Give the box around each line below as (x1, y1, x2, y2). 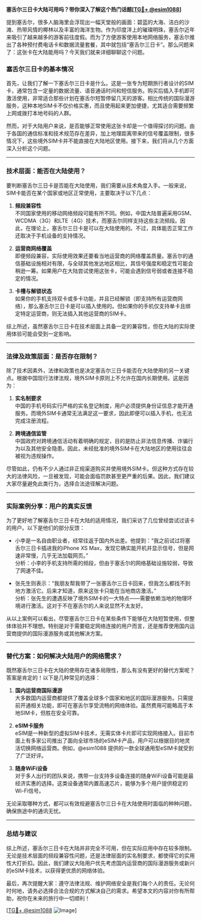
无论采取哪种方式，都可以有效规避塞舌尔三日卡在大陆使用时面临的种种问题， (6, 800, 195, 807)
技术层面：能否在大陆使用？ (6, 167, 86, 176)
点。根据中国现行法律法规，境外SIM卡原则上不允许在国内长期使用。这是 (6, 374, 184, 381)
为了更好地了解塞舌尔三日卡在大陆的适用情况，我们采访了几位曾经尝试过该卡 (6, 517, 195, 524)
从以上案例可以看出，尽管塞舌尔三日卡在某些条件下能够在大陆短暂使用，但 (6, 615, 190, 622)
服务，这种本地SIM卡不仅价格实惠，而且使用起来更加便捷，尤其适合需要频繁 (6, 102, 194, 110)
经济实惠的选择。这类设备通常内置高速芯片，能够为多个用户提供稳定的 (14, 780, 188, 787)
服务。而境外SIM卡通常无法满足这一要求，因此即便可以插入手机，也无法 (14, 409, 193, 417)
